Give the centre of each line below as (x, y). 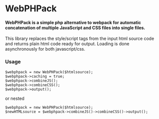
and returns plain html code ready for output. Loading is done (67, 44)
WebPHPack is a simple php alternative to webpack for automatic (73, 22)
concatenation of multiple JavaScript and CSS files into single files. (75, 28)
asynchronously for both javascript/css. (45, 49)
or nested (15, 98)
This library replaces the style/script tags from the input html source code (80, 39)
